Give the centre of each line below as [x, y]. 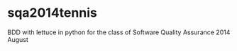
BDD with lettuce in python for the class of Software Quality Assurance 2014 [119, 32]
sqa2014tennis [52, 13]
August [18, 39]
